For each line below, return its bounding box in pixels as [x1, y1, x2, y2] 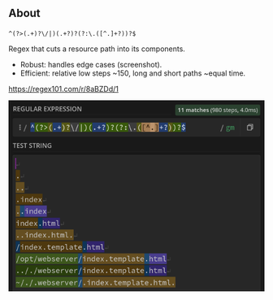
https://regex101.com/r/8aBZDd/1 [8, 84, 119, 93]
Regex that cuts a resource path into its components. [8, 44, 185, 54]
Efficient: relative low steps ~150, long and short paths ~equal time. [19, 68, 246, 78]
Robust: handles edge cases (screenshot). [19, 59, 162, 69]
